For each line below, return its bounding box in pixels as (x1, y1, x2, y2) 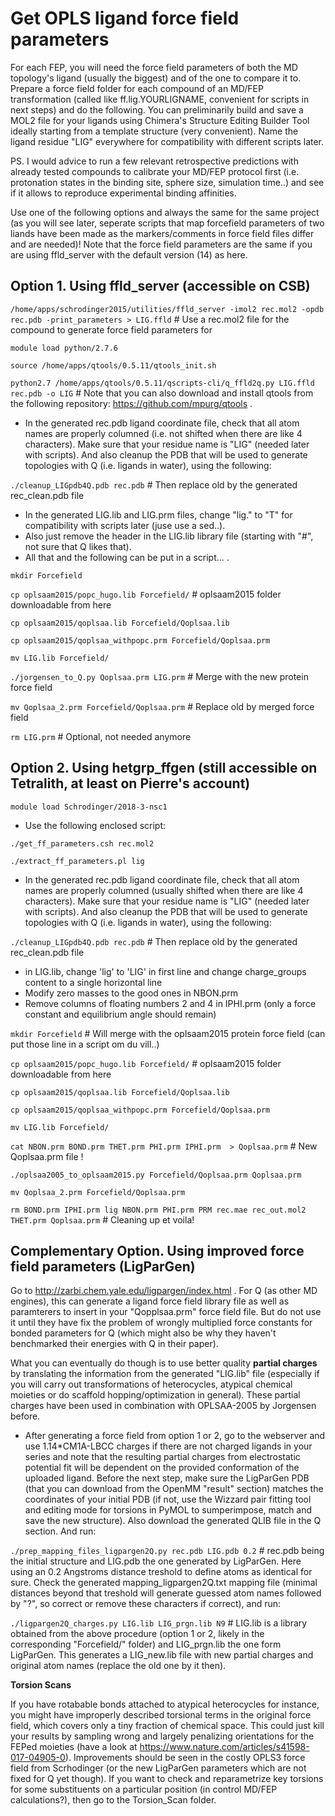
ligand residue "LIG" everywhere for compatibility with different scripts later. (10, 135, 325, 147)
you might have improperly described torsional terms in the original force (10, 1709, 312, 1721)
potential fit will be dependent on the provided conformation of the (24, 1462, 300, 1474)
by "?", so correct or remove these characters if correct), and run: (10, 1598, 282, 1610)
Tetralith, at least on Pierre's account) (10, 775, 251, 792)
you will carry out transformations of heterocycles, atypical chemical (10, 1378, 293, 1391)
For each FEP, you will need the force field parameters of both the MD (10, 61, 298, 73)
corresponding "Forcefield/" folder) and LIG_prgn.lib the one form (10, 1638, 282, 1651)
